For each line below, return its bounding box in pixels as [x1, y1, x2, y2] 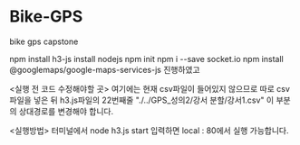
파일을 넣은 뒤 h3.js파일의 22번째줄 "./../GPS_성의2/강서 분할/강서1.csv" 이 [9, 95, 275, 105]
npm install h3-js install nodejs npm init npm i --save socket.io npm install [9, 53, 284, 64]
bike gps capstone [9, 36, 79, 47]
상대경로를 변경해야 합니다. [18, 105, 114, 116]
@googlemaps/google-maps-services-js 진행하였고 [9, 64, 201, 75]
